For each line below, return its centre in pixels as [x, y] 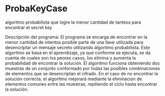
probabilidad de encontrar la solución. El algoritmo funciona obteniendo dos [82, 63]
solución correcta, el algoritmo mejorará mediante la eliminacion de [74, 79]
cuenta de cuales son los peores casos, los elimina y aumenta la [70, 58]
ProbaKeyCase [36, 9]
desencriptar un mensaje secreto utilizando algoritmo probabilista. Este [78, 47]
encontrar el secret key [29, 27]
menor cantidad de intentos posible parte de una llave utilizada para [74, 42]
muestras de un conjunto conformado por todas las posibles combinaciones [82, 68]
